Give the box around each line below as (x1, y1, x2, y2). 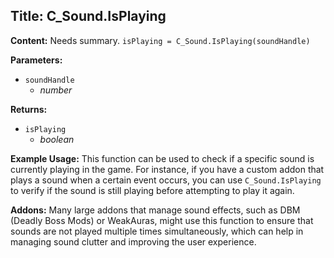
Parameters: (10, 54, 63, 66)
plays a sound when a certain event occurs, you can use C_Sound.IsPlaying (10, 174, 322, 186)
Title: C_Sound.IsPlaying (10, 8, 167, 25)
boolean (39, 133, 75, 145)
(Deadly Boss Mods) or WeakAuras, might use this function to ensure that (10, 214, 314, 226)
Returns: (10, 103, 48, 115)
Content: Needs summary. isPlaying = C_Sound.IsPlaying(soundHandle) (10, 34, 311, 46)
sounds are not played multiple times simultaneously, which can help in (10, 225, 304, 237)
